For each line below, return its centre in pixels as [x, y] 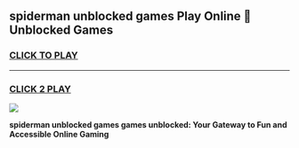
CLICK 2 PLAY [40, 89]
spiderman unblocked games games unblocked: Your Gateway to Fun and [148, 124]
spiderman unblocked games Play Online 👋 [130, 16]
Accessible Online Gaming [59, 134]
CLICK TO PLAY [44, 56]
